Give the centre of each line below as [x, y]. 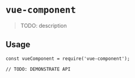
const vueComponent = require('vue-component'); [68, 59]
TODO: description [44, 25]
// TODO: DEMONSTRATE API [38, 69]
